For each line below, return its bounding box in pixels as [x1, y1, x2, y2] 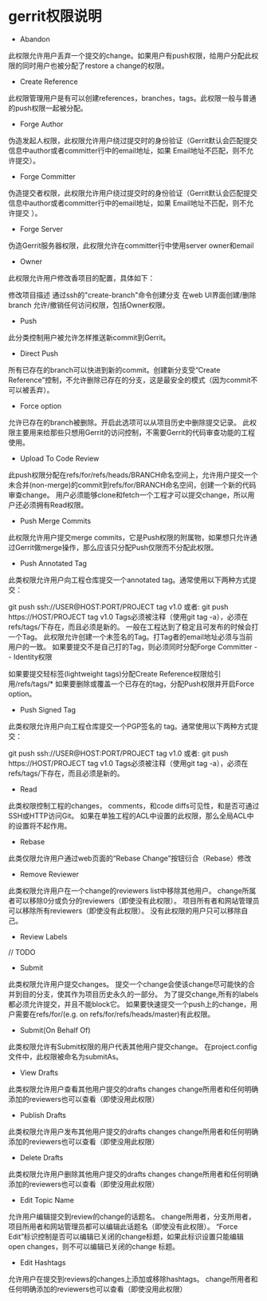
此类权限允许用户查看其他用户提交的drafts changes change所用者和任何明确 [8, 1084, 259, 1094]
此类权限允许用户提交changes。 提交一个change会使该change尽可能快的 [8, 979, 249, 988]
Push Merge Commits [19, 516, 92, 525]
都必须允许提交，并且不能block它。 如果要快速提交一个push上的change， [8, 999, 251, 1008]
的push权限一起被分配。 [8, 103, 88, 113]
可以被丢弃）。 [8, 385, 54, 394]
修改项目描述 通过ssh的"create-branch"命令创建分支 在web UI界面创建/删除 [8, 289, 257, 300]
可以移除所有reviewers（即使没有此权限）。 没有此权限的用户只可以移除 [8, 905, 241, 916]
